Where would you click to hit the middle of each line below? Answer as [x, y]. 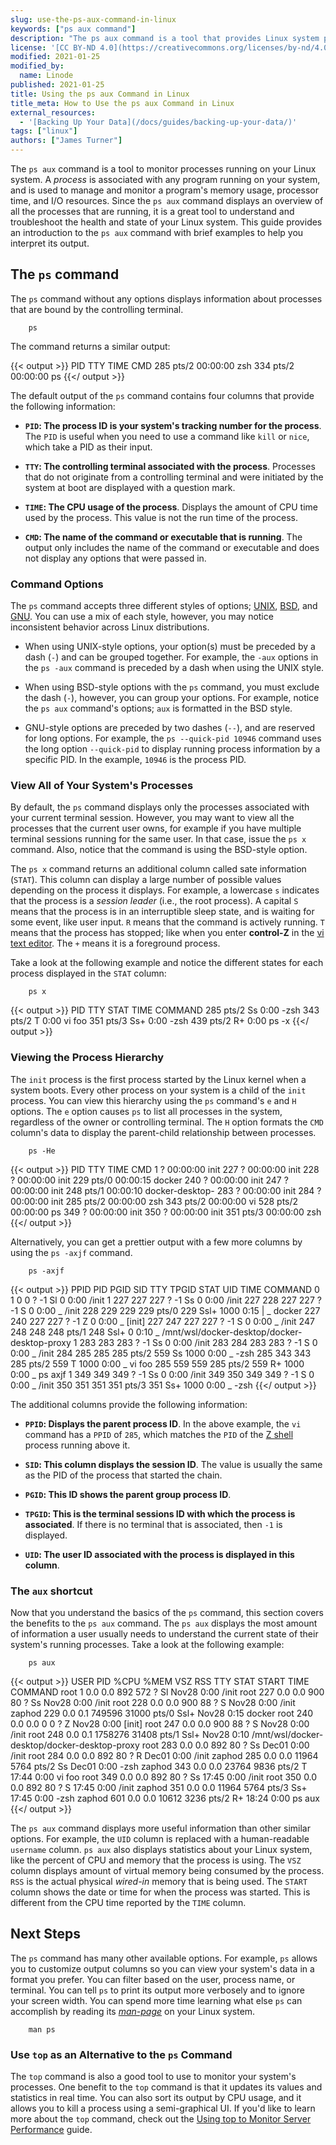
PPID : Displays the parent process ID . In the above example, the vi [163, 1423]
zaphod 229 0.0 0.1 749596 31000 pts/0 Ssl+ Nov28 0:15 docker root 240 [162, 1713]
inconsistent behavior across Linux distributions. [110, 627]
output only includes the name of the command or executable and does [172, 547]
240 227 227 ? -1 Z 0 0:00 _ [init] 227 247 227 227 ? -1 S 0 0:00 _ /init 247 [162, 1321]
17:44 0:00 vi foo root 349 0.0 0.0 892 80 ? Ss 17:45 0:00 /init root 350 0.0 [164, 1777]
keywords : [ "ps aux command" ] [73, 29]
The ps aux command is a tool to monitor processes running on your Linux [163, 169]
